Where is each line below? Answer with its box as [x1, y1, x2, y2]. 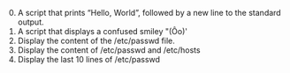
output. [17, 17, 44, 27]
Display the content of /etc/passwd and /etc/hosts [17, 45, 201, 55]
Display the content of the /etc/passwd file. [17, 35, 175, 46]
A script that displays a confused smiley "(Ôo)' [17, 26, 188, 36]
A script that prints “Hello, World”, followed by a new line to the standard [17, 8, 281, 18]
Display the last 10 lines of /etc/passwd [17, 55, 161, 64]
